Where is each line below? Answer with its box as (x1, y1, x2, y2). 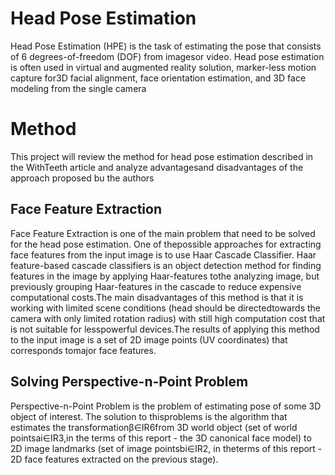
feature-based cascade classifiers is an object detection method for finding (10, 259, 322, 271)
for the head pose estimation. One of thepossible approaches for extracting (10, 238, 322, 250)
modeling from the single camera (10, 82, 147, 94)
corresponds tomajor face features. (10, 344, 157, 356)
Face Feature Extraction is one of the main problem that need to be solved (10, 227, 316, 239)
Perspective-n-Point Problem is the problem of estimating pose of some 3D (10, 400, 322, 412)
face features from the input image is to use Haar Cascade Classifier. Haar (10, 248, 317, 261)
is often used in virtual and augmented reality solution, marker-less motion (10, 61, 317, 73)
